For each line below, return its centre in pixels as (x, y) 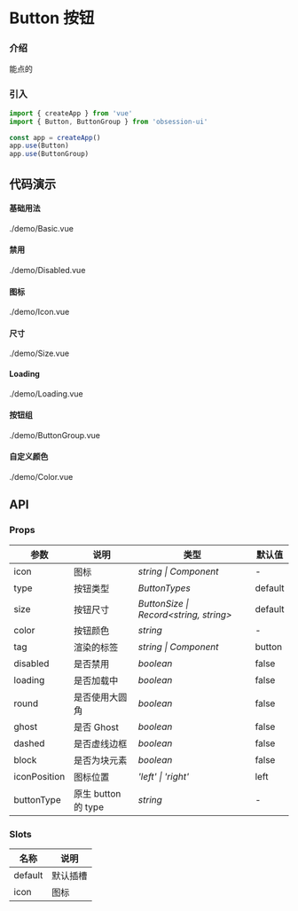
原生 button (98, 793)
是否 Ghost (97, 726)
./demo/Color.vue (41, 476)
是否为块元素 (101, 760)
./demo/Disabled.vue (47, 270)
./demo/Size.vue (39, 353)
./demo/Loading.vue (46, 393)
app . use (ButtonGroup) (49, 154)
